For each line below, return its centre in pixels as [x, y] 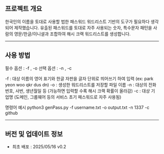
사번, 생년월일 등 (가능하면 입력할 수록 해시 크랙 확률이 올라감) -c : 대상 [83, 91]
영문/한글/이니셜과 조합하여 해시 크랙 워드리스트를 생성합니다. [72, 34]
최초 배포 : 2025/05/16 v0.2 [39, 147]
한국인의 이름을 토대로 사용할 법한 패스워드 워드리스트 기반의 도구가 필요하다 [77, 22]
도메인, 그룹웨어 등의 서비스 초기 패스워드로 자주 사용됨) [68, 97]
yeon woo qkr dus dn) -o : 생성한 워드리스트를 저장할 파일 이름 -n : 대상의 [76, 84]
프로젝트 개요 [24, 9]
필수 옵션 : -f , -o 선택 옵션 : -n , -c [39, 68]
